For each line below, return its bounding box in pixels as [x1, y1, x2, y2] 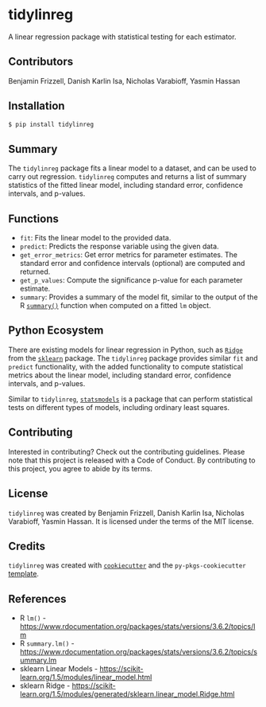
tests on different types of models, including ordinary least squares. [8, 402, 230, 412]
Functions [8, 212, 60, 225]
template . [8, 569, 40, 579]
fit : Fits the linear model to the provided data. [19, 233, 172, 243]
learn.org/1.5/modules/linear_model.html [19, 673, 152, 682]
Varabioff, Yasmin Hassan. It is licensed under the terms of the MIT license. [8, 516, 254, 526]
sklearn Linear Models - [19, 664, 98, 674]
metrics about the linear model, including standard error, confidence [8, 370, 232, 380]
